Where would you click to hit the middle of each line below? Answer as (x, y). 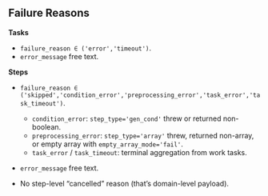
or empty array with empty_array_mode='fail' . (108, 144)
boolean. (46, 126)
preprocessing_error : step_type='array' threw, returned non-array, (143, 135)
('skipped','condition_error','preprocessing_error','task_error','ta (140, 95)
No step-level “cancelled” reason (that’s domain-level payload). (124, 183)
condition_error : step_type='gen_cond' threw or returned (126, 118)
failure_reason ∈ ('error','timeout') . (86, 48)
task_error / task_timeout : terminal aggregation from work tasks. (139, 152)
